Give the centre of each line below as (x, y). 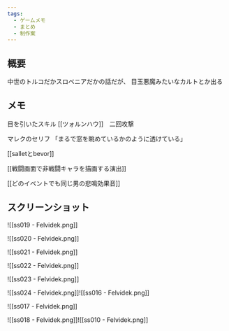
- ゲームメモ (30, 20)
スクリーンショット (48, 207)
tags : (15, 14)
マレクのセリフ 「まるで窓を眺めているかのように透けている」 (97, 139)
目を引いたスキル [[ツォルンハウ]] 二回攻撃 (71, 124)
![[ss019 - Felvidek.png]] (43, 225)
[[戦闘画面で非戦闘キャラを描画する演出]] (67, 168)
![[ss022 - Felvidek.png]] (43, 265)
